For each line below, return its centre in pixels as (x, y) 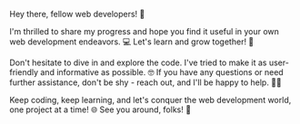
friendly (24, 72)
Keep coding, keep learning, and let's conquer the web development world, (150, 100)
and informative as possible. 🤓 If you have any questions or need (162, 72)
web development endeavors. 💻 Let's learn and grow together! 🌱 (132, 42)
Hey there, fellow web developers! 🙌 (77, 14)
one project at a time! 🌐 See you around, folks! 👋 (100, 110)
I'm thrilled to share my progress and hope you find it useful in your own (145, 31)
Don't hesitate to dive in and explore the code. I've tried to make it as (138, 62)
